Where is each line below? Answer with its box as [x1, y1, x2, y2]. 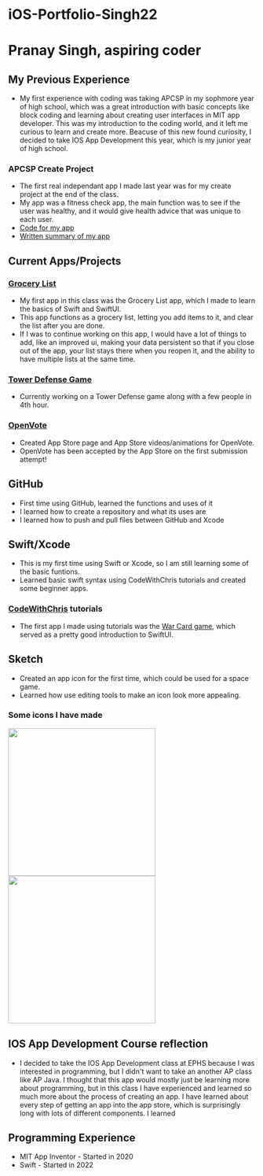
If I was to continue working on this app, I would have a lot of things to [19, 329, 247, 339]
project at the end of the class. [19, 190, 119, 199]
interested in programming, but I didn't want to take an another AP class [19, 1067, 253, 1076]
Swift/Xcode [8, 538, 71, 551]
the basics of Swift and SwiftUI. [19, 305, 122, 314]
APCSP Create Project [8, 164, 94, 175]
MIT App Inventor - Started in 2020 [19, 1152, 133, 1162]
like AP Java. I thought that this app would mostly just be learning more [19, 1074, 250, 1084]
